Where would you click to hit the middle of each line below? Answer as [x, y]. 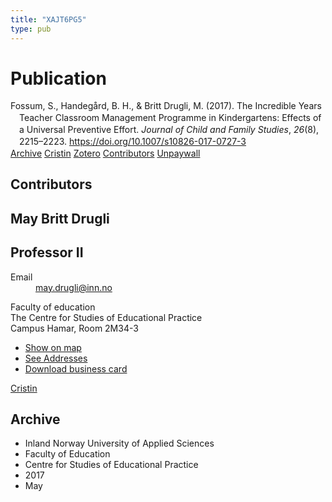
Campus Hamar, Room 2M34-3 [74, 328]
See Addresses [56, 358]
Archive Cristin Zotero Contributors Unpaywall [105, 153]
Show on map [53, 347]
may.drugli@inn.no [74, 287]
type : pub [31, 29]
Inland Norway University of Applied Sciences [119, 443]
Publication [58, 78]
